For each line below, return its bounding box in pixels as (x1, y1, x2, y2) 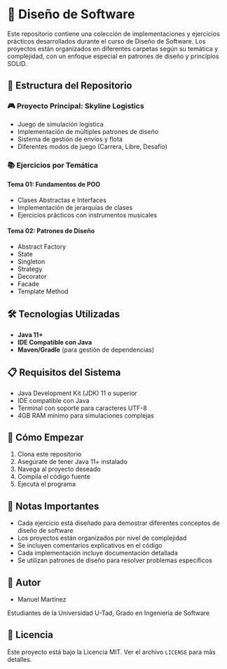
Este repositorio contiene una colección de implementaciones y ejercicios (7, 29, 221, 38)
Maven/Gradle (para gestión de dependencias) (17, 345, 155, 354)
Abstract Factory (17, 242, 67, 251)
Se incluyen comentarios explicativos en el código (17, 541, 163, 550)
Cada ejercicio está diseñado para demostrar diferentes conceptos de (17, 519, 220, 527)
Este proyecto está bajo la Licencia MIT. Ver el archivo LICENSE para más (7, 647, 216, 656)
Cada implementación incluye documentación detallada (17, 549, 179, 557)
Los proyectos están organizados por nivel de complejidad (17, 534, 187, 543)
